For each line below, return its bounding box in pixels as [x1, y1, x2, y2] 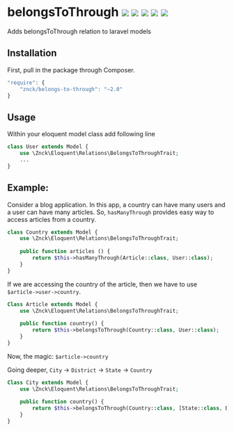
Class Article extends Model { [7, 300, 98, 308]
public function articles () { [19, 248, 111, 255]
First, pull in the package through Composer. [7, 65, 135, 74]
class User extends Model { [7, 143, 89, 150]
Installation [7, 47, 57, 59]
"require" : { [7, 79, 45, 86]
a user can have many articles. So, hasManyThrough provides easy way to [7, 208, 214, 216]
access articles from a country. [7, 215, 96, 223]
